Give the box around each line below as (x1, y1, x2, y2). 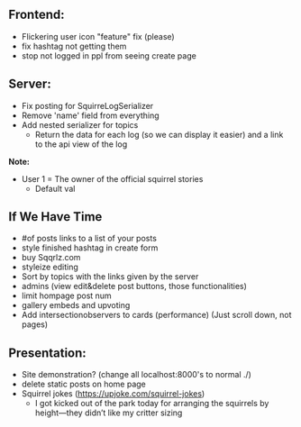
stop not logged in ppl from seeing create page (21, 50, 197, 61)
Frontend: (8, 7, 65, 23)
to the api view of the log (34, 139, 128, 150)
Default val (34, 183, 76, 194)
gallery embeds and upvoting (21, 300, 131, 311)
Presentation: (8, 345, 87, 360)
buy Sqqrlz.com (21, 252, 81, 263)
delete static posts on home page (21, 378, 146, 390)
